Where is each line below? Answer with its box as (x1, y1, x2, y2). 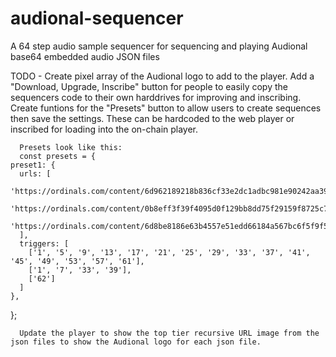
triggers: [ (19, 238, 70, 249)
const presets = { (19, 151, 97, 161)
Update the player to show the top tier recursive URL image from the (19, 328, 320, 338)
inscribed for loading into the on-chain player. (10, 123, 199, 135)
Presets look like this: (19, 142, 123, 152)
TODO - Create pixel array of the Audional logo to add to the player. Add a (10, 70, 315, 82)
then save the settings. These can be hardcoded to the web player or (10, 112, 295, 124)
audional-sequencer (10, 7, 184, 30)
